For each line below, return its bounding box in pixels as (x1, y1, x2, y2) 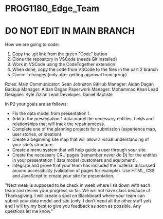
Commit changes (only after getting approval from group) (12, 72, 127, 78)
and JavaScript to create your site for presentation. (12, 173, 115, 179)
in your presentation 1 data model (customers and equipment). (12, 157, 137, 163)
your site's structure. (12, 142, 54, 148)
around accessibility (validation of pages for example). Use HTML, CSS (12, 168, 155, 174)
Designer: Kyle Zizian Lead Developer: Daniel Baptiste (5, 91, 113, 98)
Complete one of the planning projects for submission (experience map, (12, 126, 157, 132)
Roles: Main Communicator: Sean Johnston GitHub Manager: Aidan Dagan (5, 81, 154, 87)
